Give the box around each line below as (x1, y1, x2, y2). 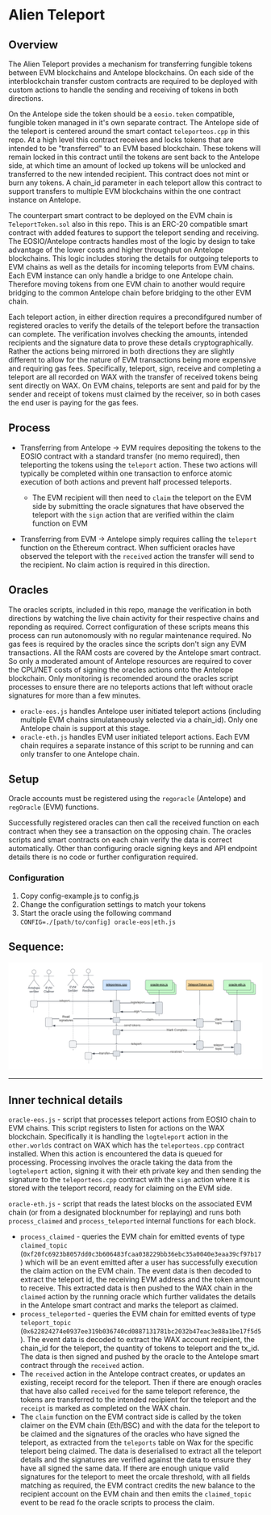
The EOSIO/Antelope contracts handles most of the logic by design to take (8, 237, 256, 246)
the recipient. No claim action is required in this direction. (19, 560, 211, 569)
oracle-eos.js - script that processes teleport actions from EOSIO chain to (8, 1114, 256, 1124)
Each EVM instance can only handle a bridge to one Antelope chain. (8, 271, 234, 280)
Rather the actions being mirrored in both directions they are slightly (8, 346, 235, 356)
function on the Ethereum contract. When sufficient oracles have (19, 543, 236, 552)
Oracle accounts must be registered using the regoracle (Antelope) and (8, 794, 246, 804)
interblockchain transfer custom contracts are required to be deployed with (8, 77, 258, 86)
